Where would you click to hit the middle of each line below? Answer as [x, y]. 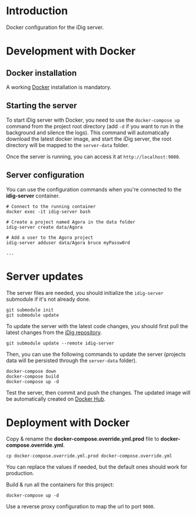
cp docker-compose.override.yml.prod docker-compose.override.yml [89, 456]
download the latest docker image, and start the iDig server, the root [89, 139]
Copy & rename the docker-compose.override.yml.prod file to [83, 439]
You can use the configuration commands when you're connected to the [94, 189]
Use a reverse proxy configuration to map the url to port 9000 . [80, 507]
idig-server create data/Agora [44, 227]
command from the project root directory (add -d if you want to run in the [95, 126]
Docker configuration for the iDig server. [55, 27]
